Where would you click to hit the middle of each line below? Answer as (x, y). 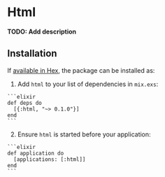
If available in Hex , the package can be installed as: (81, 70)
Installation (32, 54)
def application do (36, 153)
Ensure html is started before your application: (84, 134)
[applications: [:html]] (50, 159)
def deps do (24, 103)
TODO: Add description (42, 31)
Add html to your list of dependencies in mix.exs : (88, 84)
